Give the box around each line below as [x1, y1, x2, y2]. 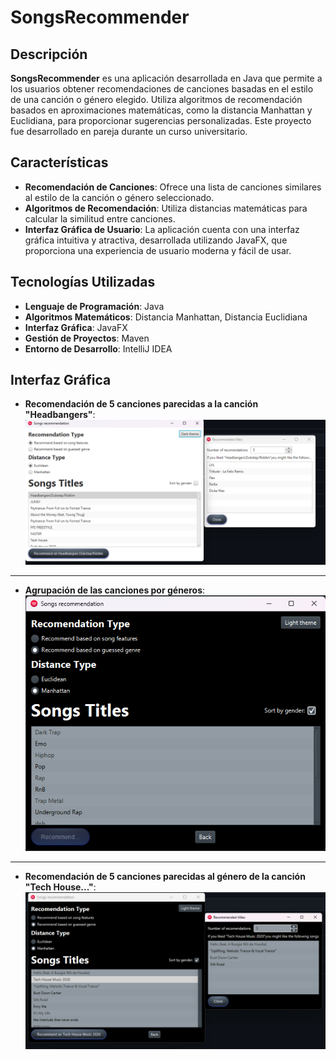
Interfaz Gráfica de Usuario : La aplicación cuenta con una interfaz [24, 223, 300, 235]
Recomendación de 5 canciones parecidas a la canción [24, 398, 259, 410]
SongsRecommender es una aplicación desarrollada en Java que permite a [10, 72, 323, 84]
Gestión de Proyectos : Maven [24, 332, 150, 344]
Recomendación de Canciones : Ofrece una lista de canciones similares [24, 181, 322, 193]
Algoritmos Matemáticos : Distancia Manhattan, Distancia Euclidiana [24, 311, 308, 323]
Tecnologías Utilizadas [10, 274, 156, 291]
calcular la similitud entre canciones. [24, 212, 176, 225]
